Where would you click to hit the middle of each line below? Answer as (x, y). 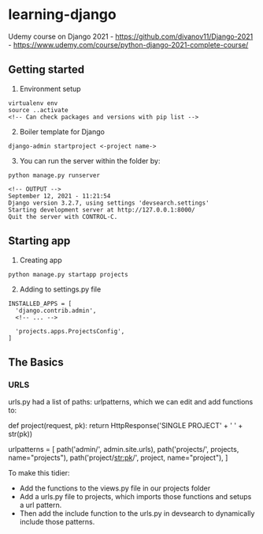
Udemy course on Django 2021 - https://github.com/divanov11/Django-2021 (131, 36)
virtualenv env (33, 103)
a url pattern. (41, 505)
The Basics (36, 362)
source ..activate (38, 110)
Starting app (39, 241)
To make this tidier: (39, 473)
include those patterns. (57, 522)
